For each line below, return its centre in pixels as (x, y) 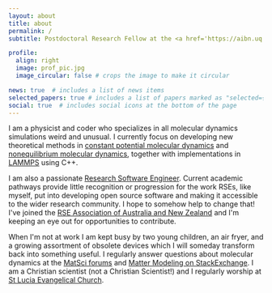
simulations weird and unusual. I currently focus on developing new (121, 137)
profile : (23, 53)
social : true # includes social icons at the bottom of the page (123, 105)
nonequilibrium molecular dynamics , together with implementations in (125, 154)
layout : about (32, 16)
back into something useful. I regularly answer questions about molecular (131, 254)
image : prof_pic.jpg (50, 68)
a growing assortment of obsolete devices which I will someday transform (132, 246)
